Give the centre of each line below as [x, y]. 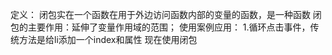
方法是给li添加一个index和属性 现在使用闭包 [108, 39]
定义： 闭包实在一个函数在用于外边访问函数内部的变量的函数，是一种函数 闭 [166, 14]
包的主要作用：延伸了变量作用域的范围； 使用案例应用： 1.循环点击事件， [160, 27]
